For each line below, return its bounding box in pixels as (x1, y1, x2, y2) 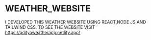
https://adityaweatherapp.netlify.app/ (5, 29, 80, 35)
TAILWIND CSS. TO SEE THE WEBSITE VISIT (5, 24, 95, 30)
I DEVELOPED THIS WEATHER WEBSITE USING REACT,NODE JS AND (5, 19, 146, 25)
